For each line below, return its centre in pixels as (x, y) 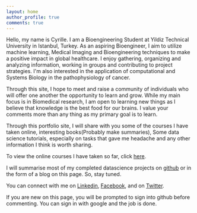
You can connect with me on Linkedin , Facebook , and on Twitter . (85, 186)
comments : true (25, 23)
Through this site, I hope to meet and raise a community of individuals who (97, 89)
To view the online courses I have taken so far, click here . (76, 156)
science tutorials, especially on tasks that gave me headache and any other (98, 139)
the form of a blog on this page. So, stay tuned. (64, 174)
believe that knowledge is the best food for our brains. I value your (87, 108)
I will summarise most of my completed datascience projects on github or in (99, 168)
